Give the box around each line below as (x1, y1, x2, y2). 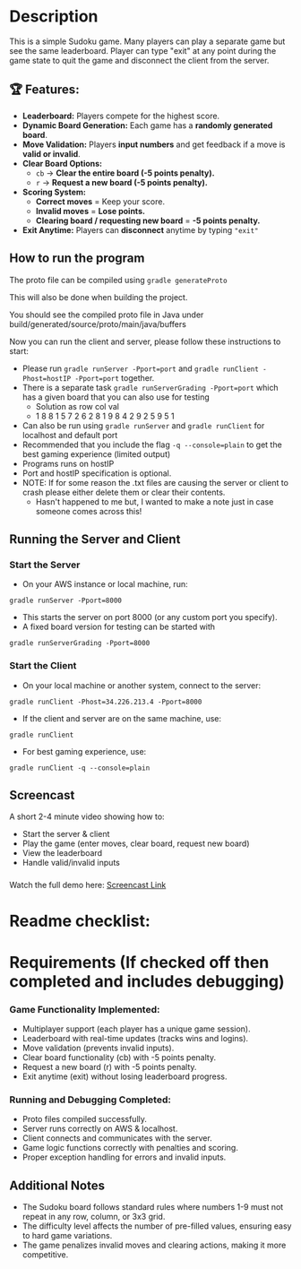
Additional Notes (9, 1178, 106, 1193)
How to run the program (9, 251, 145, 266)
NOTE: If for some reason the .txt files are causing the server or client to (21, 477, 289, 488)
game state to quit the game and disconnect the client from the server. (9, 55, 270, 65)
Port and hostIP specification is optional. (21, 468, 172, 479)
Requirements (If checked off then (9, 952, 270, 972)
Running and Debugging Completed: (9, 1093, 172, 1106)
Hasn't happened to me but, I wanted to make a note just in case (35, 496, 274, 507)
